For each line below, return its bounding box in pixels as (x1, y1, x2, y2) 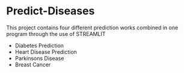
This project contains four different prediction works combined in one (6, 24, 179, 31)
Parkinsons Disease (14, 54, 64, 62)
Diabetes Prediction (14, 42, 64, 49)
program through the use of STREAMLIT (6, 30, 106, 37)
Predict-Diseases (6, 4, 95, 18)
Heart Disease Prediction (14, 48, 77, 55)
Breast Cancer (14, 61, 51, 68)
